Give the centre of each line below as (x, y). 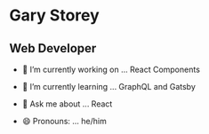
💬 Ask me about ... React (67, 104)
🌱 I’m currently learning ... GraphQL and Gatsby (109, 87)
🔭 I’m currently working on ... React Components (111, 69)
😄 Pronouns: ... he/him (64, 121)
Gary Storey (54, 16)
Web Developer (53, 48)
